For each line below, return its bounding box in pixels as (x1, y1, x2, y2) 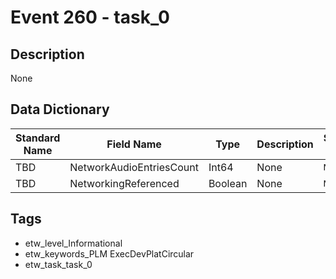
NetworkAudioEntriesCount (69, 160, 199, 174)
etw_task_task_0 (24, 258, 93, 270)
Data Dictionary (10, 101, 110, 118)
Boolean (208, 176, 248, 190)
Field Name (106, 137, 162, 151)
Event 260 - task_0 (10, 6, 170, 29)
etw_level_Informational (24, 237, 123, 249)
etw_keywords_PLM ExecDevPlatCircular (24, 247, 195, 260)
